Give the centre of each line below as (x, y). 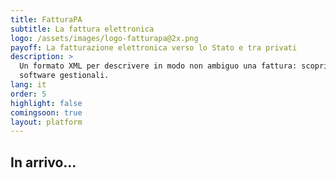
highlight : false (46, 103)
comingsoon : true (46, 112)
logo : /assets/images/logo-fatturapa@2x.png (104, 38)
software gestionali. (64, 76)
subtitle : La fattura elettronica (82, 29)
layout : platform (46, 122)
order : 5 (28, 94)
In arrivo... (43, 162)
